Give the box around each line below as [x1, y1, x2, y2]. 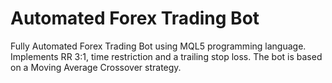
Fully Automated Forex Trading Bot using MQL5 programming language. [10, 40, 307, 52]
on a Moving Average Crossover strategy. [10, 61, 182, 73]
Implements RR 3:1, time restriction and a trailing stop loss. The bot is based [10, 50, 323, 62]
